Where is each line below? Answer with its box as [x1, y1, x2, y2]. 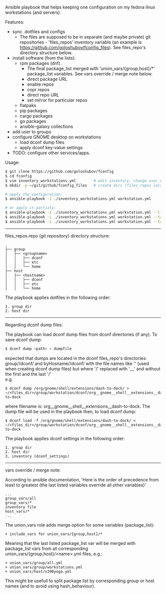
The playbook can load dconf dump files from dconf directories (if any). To [5, 331, 158, 337]
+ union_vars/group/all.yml [5, 560, 63, 565]
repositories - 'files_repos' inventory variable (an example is [19, 39, 142, 45]
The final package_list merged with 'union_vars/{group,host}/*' [27, 65, 155, 71]
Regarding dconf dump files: [5, 322, 63, 328]
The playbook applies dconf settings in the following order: [5, 435, 125, 441]
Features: [5, 19, 25, 25]
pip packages [19, 108, 48, 114]
